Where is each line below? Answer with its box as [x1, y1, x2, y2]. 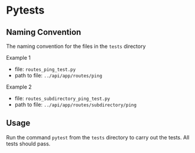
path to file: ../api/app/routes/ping [14, 72, 102, 79]
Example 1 [6, 54, 31, 61]
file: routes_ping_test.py [14, 66, 76, 73]
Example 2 [6, 83, 32, 90]
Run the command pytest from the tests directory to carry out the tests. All [6, 134, 190, 141]
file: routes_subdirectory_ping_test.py [14, 95, 110, 102]
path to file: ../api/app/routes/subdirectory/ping [14, 101, 137, 108]
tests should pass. [6, 140, 51, 147]
